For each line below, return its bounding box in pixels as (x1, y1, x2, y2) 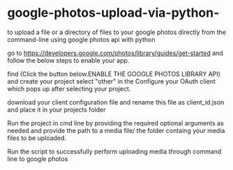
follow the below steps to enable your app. (7, 56, 130, 64)
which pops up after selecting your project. (7, 84, 131, 93)
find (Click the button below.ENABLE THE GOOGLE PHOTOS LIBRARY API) (7, 70, 221, 78)
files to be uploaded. (7, 134, 66, 142)
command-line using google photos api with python (7, 35, 156, 43)
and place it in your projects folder (7, 105, 106, 114)
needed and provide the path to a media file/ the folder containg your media (7, 126, 225, 134)
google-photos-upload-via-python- (7, 5, 220, 21)
